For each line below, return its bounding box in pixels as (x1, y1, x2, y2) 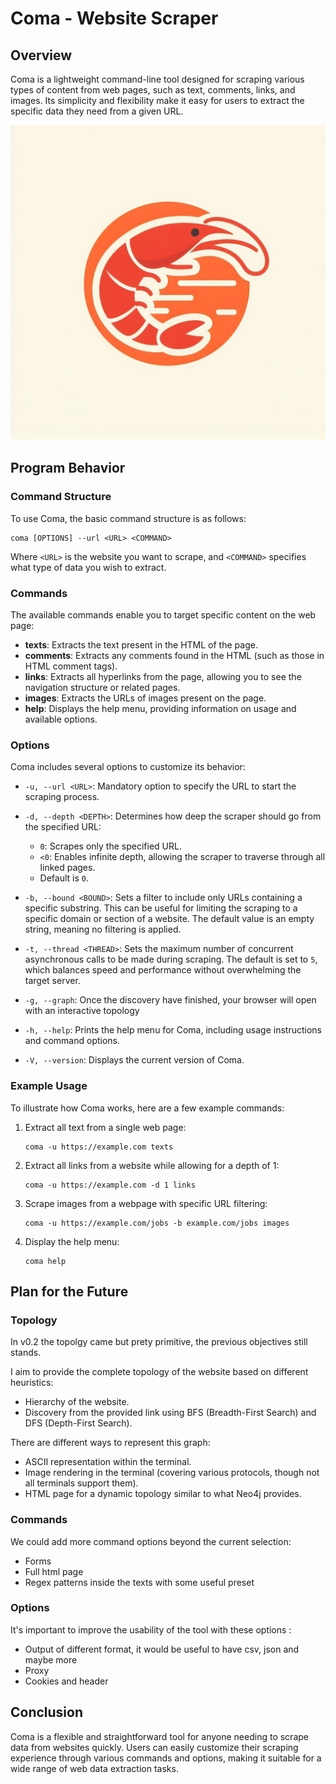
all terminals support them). (24, 1477, 139, 1489)
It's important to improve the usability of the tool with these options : (10, 1623, 292, 1636)
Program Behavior (10, 460, 126, 477)
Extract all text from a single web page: (24, 1121, 187, 1133)
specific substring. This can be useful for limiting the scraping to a (24, 902, 298, 914)
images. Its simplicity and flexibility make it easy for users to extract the (10, 95, 305, 106)
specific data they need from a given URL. (10, 105, 184, 117)
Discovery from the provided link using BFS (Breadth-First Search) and (24, 1407, 317, 1419)
